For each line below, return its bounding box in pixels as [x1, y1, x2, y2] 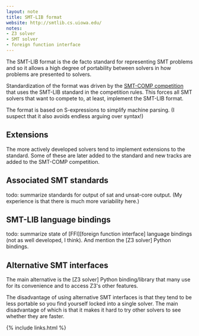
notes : [6, 25, 23, 31]
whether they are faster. [6, 313, 65, 320]
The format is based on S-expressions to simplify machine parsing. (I [6, 106, 175, 113]
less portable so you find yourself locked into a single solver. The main [6, 300, 178, 308]
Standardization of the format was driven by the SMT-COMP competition [6, 82, 184, 89]
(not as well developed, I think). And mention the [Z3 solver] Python [6, 237, 171, 244]
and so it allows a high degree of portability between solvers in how [6, 64, 171, 71]
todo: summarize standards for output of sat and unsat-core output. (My [6, 191, 182, 198]
